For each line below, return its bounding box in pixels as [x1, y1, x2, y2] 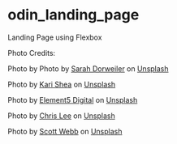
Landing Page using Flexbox [7, 32, 102, 42]
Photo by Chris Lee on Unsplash [7, 111, 115, 121]
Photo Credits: [7, 48, 56, 57]
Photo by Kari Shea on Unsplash [7, 79, 116, 89]
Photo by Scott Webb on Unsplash [7, 126, 123, 136]
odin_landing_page [7, 6, 140, 24]
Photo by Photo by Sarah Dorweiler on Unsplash [7, 63, 169, 74]
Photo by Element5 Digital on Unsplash [7, 95, 138, 104]
